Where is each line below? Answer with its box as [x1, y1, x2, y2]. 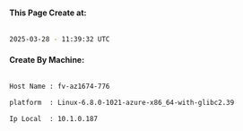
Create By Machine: [9, 54, 85, 65]
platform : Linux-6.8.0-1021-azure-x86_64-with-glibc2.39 [9, 99, 235, 108]
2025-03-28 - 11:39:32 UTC [9, 35, 110, 44]
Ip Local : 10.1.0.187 [9, 115, 99, 124]
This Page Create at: [9, 7, 87, 18]
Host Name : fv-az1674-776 [9, 82, 110, 92]
